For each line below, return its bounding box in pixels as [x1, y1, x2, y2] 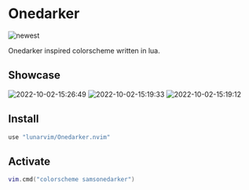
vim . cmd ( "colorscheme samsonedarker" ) [8, 176, 135, 184]
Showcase [8, 68, 61, 82]
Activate [8, 155, 51, 168]
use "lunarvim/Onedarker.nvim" [8, 133, 111, 141]
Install [8, 112, 39, 126]
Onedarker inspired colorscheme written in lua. [8, 46, 160, 55]
